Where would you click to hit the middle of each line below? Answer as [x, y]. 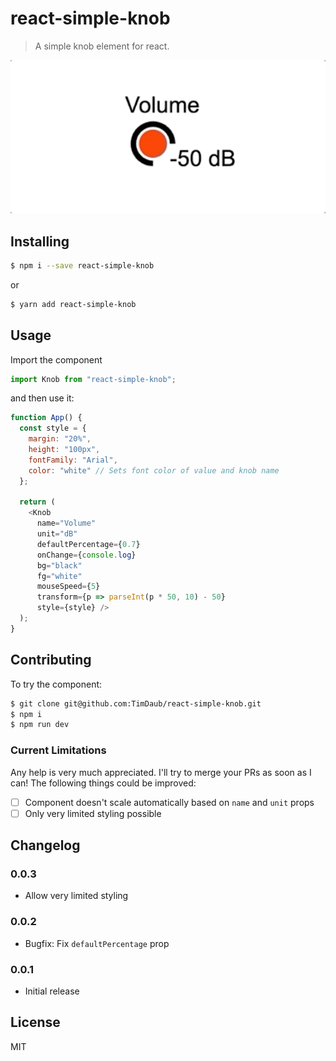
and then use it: [42, 398]
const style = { [53, 428]
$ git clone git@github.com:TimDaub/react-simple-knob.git [136, 703]
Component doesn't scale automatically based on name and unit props [169, 802]
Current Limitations [58, 750]
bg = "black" [59, 565]
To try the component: [56, 684]
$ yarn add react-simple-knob [73, 304]
